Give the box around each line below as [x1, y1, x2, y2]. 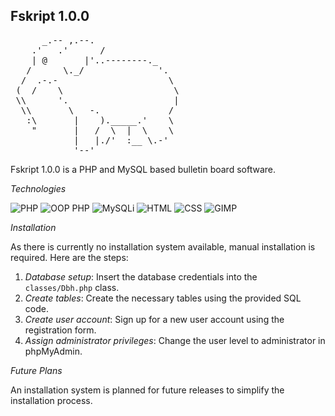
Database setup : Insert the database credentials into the [24, 270, 258, 283]
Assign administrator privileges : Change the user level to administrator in [24, 334, 326, 346]
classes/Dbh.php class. [24, 281, 120, 293]
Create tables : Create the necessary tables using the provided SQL [24, 292, 302, 304]
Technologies [10, 182, 67, 194]
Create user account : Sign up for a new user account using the [24, 313, 285, 325]
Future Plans [10, 364, 63, 376]
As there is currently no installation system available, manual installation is [10, 240, 316, 253]
